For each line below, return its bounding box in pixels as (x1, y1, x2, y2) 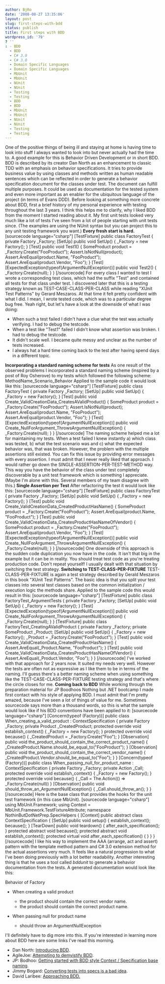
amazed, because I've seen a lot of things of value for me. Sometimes (5, 697, 146, 703)
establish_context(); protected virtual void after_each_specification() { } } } (5, 833, 155, 839)
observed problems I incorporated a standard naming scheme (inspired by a (5, 367, 159, 373)
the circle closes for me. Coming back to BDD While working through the (5, 682, 153, 688)
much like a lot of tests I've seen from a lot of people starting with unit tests (5, 218, 158, 224)
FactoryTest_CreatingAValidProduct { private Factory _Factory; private (5, 624, 147, 630)
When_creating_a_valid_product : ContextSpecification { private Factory (5, 718, 150, 724)
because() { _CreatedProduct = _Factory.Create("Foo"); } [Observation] (5, 734, 149, 740)
